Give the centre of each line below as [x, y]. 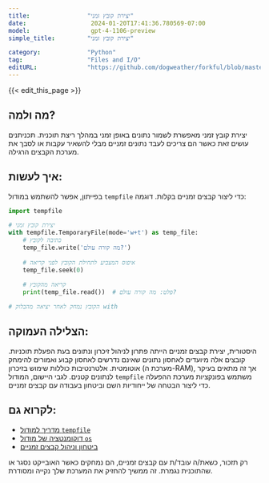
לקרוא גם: [32, 411]
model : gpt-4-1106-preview [82, 30]
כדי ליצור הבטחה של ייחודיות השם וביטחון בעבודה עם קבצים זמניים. [109, 384]
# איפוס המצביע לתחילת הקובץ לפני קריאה [79, 262]
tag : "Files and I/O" [75, 60]
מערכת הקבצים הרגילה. [44, 151]
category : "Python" [62, 53]
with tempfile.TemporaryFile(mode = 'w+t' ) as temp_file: [103, 233]
